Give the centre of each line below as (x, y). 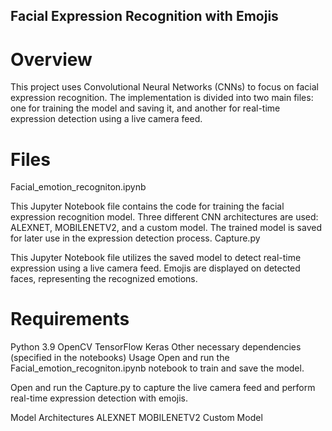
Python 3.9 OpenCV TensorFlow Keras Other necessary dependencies (156, 347)
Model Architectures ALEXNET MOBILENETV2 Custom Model (136, 418)
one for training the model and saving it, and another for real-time (145, 108)
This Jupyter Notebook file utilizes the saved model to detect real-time (156, 258)
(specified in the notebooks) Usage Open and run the (120, 358)
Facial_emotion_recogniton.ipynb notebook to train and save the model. (157, 368)
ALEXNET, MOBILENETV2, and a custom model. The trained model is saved (166, 228)
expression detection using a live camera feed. (106, 119)
